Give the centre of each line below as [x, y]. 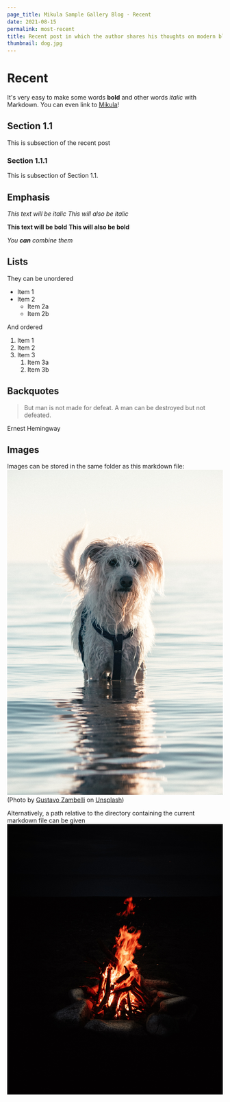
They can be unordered [40, 278]
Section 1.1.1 [27, 160]
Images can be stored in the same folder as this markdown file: [96, 466]
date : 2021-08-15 [32, 22]
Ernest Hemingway [34, 428]
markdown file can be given [46, 820]
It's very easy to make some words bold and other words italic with [102, 98]
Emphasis [28, 197]
